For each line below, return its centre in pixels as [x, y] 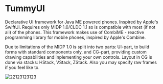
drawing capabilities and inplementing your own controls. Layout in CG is [79, 57]
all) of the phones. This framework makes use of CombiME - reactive [75, 32]
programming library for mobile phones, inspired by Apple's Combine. [75, 37]
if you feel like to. [23, 67]
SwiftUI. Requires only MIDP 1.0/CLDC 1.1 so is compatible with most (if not [80, 27]
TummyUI [25, 8]
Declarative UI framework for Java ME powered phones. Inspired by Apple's [82, 22]
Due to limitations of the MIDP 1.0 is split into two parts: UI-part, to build [77, 47]
